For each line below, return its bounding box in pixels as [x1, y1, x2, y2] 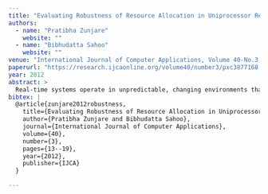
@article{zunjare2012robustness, [15, 100, 127, 108]
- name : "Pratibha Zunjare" [15, 26, 109, 34]
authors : [8, 19, 37, 27]
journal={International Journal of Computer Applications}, [22, 122, 227, 130]
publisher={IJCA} [22, 160, 81, 168]
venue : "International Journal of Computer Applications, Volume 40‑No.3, [8, 56, 262, 64]
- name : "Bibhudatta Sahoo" [15, 41, 109, 49]
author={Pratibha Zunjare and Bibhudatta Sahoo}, [22, 115, 191, 123]
